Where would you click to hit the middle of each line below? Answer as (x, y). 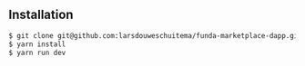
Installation (41, 15)
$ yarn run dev (37, 52)
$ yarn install (37, 44)
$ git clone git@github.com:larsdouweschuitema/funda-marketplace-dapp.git (155, 35)
